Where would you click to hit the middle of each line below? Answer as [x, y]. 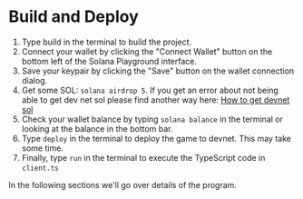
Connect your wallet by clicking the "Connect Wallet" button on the [147, 51]
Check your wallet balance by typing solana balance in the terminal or [152, 119]
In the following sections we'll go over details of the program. [123, 184]
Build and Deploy [74, 17]
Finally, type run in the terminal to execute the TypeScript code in [143, 157]
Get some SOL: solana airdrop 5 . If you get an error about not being [150, 90]
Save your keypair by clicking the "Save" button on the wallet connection [158, 71]
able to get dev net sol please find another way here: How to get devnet [156, 99]
